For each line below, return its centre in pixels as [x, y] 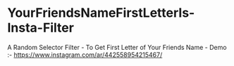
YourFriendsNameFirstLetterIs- [101, 13]
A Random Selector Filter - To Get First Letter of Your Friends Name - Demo [117, 47]
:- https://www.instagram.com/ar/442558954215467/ [85, 55]
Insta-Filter [41, 28]
